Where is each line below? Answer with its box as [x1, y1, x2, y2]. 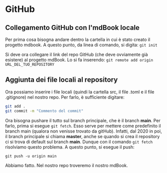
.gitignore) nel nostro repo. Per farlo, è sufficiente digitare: [5, 94, 125, 100]
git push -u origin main [5, 154, 57, 159]
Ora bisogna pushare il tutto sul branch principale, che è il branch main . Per [5, 117, 161, 123]
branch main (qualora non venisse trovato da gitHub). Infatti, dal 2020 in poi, [5, 128, 162, 134]
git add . [5, 104, 26, 109]
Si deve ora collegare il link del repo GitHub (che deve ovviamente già [5, 51, 148, 57]
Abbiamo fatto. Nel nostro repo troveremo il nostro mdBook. [5, 162, 128, 168]
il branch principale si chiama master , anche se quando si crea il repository [5, 133, 160, 139]
